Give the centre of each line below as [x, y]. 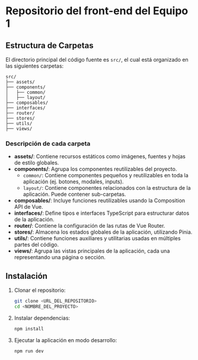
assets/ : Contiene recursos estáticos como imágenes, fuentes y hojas [100, 157]
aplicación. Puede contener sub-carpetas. [74, 195]
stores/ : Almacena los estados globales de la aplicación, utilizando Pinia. [103, 232]
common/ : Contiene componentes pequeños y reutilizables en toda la [106, 176]
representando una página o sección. [60, 257]
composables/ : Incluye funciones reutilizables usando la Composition [100, 200]
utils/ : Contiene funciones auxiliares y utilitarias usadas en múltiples [98, 238]
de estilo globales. [36, 163]
